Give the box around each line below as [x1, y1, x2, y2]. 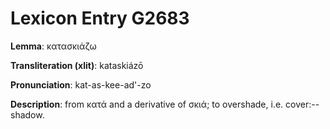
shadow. [10, 108, 45, 121]
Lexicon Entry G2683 [10, 7, 190, 30]
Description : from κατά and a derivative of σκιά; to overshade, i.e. [10, 98, 284, 110]
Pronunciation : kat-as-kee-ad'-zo [10, 78, 152, 91]
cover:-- [285, 98, 320, 110]
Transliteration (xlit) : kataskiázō [10, 59, 144, 71]
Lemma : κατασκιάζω [10, 40, 97, 52]
